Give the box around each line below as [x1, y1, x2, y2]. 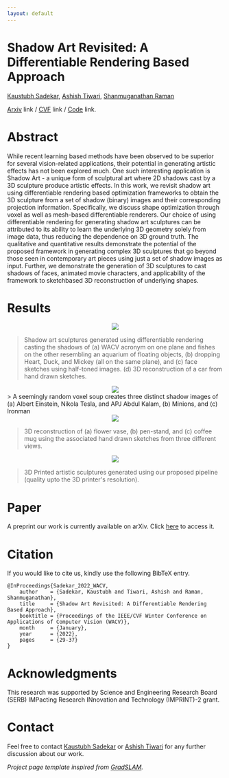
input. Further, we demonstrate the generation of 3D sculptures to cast [7, 261, 207, 270]
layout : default [7, 10, 53, 17]
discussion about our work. [7, 750, 84, 758]
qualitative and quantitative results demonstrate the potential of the [7, 239, 197, 248]
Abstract [7, 129, 58, 144]
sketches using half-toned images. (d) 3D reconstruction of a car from [23, 365, 223, 374]
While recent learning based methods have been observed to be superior [7, 152, 215, 160]
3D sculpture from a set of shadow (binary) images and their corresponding [7, 195, 221, 204]
